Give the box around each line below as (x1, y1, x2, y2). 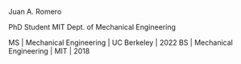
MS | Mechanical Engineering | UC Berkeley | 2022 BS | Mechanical (8, 38, 234, 47)
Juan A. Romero (8, 7, 62, 16)
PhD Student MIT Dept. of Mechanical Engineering (8, 22, 176, 31)
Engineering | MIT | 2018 (8, 46, 90, 55)
